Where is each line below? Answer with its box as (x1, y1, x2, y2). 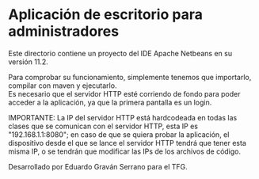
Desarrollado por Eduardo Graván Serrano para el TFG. (8, 162, 188, 171)
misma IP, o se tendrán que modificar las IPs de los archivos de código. (8, 147, 242, 156)
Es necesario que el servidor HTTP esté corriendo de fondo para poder (8, 89, 241, 98)
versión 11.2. (8, 57, 49, 67)
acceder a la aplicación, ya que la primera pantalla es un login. (8, 97, 212, 107)
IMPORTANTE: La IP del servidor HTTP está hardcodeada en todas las (8, 112, 238, 122)
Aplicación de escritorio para (8, 6, 204, 24)
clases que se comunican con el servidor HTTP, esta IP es (8, 121, 198, 131)
